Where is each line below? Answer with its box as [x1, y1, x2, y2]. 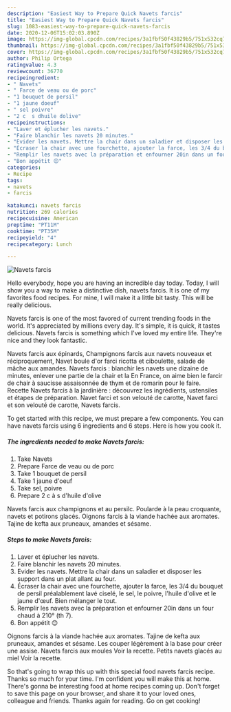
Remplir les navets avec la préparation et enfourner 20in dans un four [16, 604, 214, 613]
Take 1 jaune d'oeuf [16, 477, 73, 485]
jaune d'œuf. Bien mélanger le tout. [16, 597, 117, 605]
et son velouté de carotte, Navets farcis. [7, 401, 120, 409]
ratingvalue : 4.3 [7, 61, 57, 68]
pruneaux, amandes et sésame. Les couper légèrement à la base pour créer [7, 640, 222, 648]
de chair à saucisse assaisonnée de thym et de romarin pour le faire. [7, 379, 201, 387]
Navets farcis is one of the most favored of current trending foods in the [7, 315, 211, 323]
